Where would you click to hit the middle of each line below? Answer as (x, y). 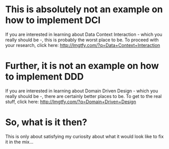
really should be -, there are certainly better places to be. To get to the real (83, 96)
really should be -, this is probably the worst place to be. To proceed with (82, 40)
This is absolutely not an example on (84, 9)
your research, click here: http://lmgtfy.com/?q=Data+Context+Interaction (83, 45)
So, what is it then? (46, 122)
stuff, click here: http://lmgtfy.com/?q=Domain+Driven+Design (71, 102)
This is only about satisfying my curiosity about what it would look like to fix (84, 136)
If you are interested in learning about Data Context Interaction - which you (84, 34)
